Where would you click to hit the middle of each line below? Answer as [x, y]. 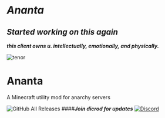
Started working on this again [62, 32]
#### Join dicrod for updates [97, 109]
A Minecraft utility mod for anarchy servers [59, 97]
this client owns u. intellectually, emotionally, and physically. [83, 46]
